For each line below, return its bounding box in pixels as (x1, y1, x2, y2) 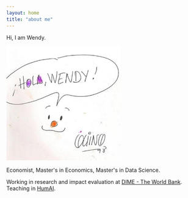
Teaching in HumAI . (6, 185, 56, 192)
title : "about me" (6, 16, 53, 23)
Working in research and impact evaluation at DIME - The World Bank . (6, 178, 183, 185)
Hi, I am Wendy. (6, 34, 46, 41)
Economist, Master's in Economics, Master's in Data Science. (6, 166, 161, 174)
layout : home (6, 10, 40, 16)
